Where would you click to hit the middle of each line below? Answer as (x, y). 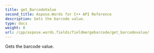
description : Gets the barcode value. (45, 19)
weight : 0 (15, 28)
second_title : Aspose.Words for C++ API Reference (58, 14)
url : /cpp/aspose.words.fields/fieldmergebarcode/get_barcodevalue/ (77, 32)
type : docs (16, 23)
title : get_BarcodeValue (31, 10)
